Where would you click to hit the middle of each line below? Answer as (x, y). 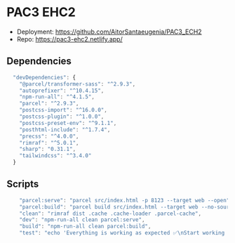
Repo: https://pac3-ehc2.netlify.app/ (70, 39)
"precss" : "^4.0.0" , (49, 136)
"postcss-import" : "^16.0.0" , (63, 110)
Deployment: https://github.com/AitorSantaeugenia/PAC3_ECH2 (109, 32)
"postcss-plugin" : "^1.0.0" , (62, 117)
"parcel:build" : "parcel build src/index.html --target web (109, 207)
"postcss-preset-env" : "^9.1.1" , (68, 123)
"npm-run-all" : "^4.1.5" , (57, 97)
